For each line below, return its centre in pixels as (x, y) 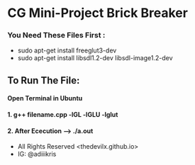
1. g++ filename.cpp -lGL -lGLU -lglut (63, 115)
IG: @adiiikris (37, 154)
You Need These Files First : (56, 35)
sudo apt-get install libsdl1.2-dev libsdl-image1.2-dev (95, 58)
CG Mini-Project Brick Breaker (97, 13)
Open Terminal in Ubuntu (45, 98)
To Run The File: (44, 80)
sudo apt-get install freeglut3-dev (67, 50)
